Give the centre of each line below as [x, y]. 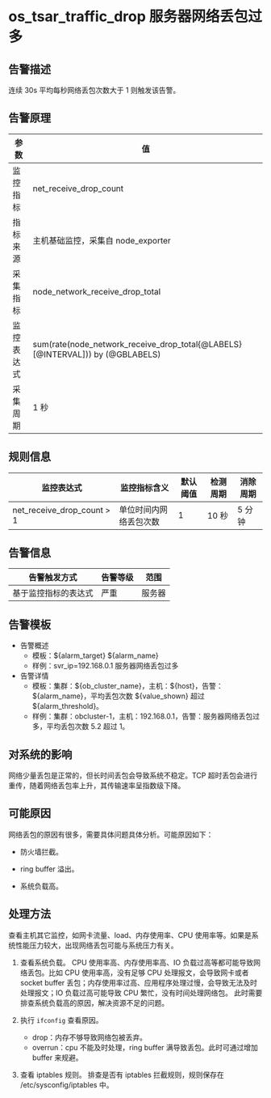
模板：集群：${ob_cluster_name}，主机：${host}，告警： [127, 686]
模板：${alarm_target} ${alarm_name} [95, 655]
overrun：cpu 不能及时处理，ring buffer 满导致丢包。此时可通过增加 [145, 1047]
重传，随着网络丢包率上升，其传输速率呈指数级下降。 [97, 786]
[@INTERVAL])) [63, 354]
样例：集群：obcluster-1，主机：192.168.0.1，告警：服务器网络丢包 [142, 716]
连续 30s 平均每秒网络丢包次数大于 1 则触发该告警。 [94, 90]
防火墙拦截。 [41, 851]
